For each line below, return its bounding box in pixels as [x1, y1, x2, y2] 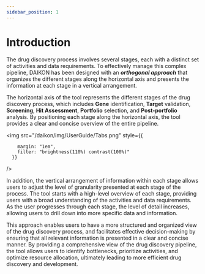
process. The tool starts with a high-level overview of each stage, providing [6, 189, 197, 197]
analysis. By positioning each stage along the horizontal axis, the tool [6, 113, 181, 120]
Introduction [6, 35, 71, 49]
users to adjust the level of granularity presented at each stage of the [6, 183, 181, 191]
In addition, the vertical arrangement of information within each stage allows [6, 177, 199, 184]
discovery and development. [6, 260, 78, 267]
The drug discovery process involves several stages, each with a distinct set [6, 56, 199, 63]
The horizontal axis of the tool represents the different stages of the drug [6, 93, 191, 101]
